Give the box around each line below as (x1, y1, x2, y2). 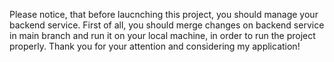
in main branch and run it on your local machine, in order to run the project (9, 30, 316, 41)
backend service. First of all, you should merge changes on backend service (9, 19, 325, 31)
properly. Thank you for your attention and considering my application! (9, 40, 301, 52)
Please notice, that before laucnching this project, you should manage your (9, 9, 319, 20)
